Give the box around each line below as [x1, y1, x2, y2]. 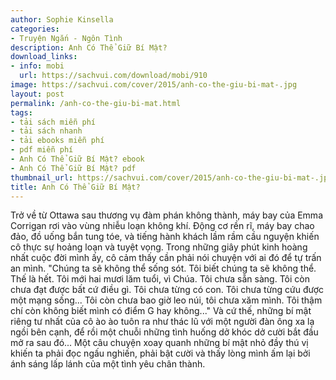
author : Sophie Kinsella [10, 14, 114, 25]
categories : [10, 24, 60, 34]
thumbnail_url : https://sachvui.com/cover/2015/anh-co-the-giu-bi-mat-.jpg [10, 172, 333, 183]
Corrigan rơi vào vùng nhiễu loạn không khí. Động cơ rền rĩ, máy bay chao [10, 220, 315, 232]
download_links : [10, 52, 78, 62]
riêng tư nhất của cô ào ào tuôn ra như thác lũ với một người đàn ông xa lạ [10, 316, 315, 328]
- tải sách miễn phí [10, 117, 97, 127]
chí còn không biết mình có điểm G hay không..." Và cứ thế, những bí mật [10, 305, 312, 317]
